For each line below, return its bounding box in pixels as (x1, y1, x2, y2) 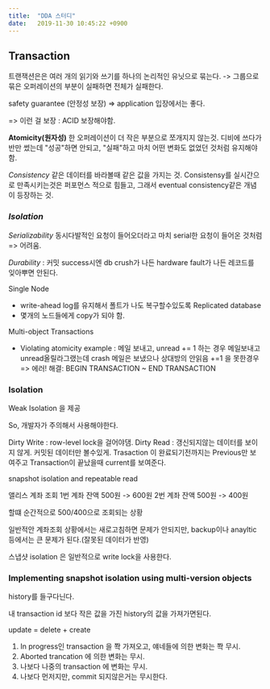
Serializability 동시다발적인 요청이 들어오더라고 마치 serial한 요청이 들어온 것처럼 (8, 230, 263, 240)
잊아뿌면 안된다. (8, 268, 59, 277)
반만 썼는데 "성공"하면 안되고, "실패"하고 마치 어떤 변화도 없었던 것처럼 (8, 143, 231, 153)
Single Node (8, 284, 50, 293)
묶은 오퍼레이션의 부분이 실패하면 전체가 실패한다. (8, 81, 164, 91)
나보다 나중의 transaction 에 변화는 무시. (19, 662, 147, 671)
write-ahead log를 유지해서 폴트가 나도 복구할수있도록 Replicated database (19, 300, 262, 310)
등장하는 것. (16, 190, 54, 200)
